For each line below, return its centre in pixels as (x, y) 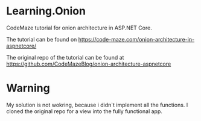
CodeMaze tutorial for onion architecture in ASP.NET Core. (79, 28)
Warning (28, 88)
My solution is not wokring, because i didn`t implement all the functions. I (97, 105)
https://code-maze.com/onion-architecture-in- (136, 39)
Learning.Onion (46, 11)
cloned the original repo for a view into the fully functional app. (85, 111)
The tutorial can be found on (42, 39)
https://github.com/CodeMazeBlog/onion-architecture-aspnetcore (89, 64)
